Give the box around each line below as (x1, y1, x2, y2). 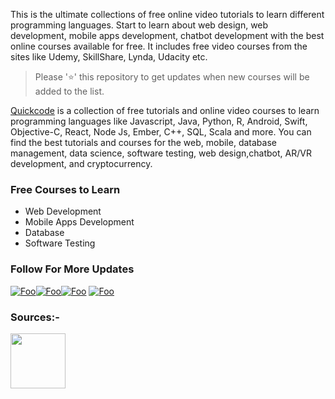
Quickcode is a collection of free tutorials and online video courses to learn (10, 105, 320, 116)
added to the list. (34, 85, 105, 97)
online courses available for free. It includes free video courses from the (10, 40, 308, 52)
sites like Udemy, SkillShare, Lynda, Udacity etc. (10, 51, 208, 63)
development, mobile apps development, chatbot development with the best (10, 30, 325, 41)
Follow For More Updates (10, 262, 135, 276)
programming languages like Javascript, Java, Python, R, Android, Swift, (10, 115, 308, 127)
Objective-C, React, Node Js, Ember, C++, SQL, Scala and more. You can (10, 126, 312, 138)
